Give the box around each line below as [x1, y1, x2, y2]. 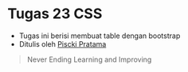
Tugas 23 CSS [7, 5, 103, 23]
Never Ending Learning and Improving [26, 55, 152, 64]
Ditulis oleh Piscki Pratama [18, 39, 107, 48]
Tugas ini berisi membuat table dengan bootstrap [18, 31, 181, 40]
